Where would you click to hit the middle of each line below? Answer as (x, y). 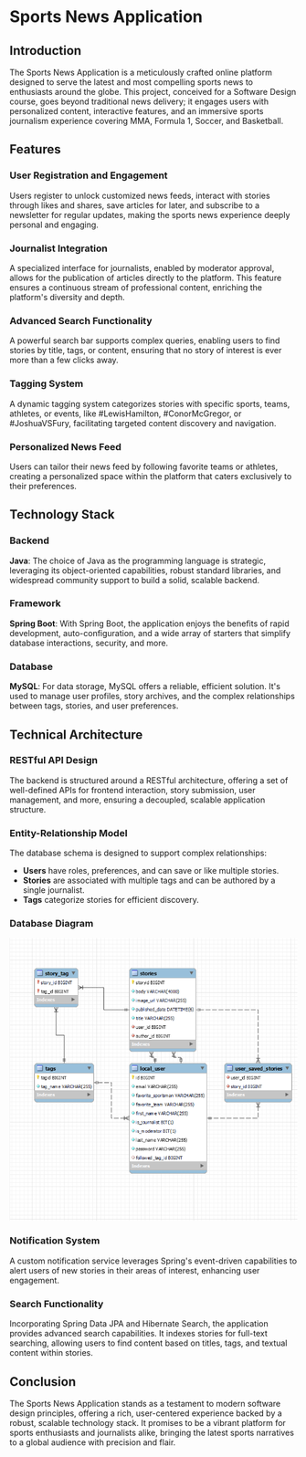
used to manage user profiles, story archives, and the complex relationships (152, 697)
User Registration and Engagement (89, 175)
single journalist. (53, 890)
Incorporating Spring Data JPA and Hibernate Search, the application (139, 1324)
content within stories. (51, 1353)
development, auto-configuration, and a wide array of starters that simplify (150, 633)
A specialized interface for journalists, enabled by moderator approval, (142, 267)
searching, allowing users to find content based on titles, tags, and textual (148, 1343)
